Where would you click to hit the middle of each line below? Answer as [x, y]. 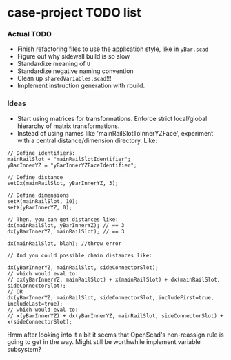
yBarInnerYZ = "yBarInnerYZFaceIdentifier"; [72, 165]
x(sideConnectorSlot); [40, 321]
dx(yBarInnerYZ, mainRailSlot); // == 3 [66, 231]
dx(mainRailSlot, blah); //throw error [64, 243]
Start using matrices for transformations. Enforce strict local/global [112, 118]
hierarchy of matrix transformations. [68, 126]
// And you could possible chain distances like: [80, 255]
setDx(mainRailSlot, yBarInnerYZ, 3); [63, 183]
